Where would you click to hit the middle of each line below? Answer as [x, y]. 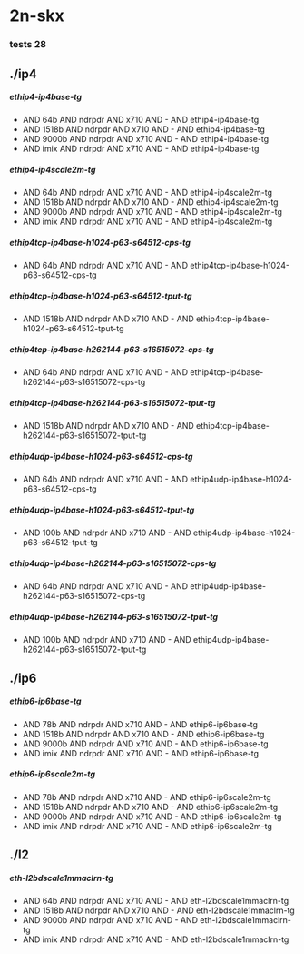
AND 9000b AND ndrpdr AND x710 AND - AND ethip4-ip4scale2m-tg [152, 212]
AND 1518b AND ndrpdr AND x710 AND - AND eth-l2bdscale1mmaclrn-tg [158, 910]
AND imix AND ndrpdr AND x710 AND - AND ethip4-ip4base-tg [141, 149]
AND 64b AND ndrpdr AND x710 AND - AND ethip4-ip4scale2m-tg [147, 193]
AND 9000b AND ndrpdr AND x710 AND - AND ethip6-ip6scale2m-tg [152, 817]
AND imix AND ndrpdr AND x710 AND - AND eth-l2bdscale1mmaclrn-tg [156, 939]
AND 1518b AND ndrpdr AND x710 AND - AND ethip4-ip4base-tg [144, 129]
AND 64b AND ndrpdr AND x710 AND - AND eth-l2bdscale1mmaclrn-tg [156, 900]
